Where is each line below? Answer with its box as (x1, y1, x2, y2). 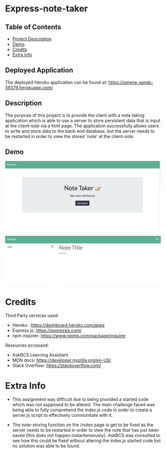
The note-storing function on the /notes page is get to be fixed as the (12, 422, 154, 428)
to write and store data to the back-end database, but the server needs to (5, 128, 155, 134)
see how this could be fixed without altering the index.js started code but (12, 438, 161, 444)
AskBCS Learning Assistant (12, 352, 68, 358)
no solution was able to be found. (12, 443, 81, 449)
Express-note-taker (5, 3, 88, 14)
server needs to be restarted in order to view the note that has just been (12, 427, 159, 433)
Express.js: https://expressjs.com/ (12, 327, 82, 333)
